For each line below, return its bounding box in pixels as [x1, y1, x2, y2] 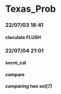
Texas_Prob [5, 3, 56, 15]
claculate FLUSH [5, 34, 41, 40]
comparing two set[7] [5, 83, 52, 89]
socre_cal [5, 60, 26, 66]
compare [5, 71, 25, 78]
